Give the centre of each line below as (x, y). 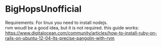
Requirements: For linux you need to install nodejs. (56, 23)
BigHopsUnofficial (43, 9)
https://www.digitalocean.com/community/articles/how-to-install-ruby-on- (81, 33)
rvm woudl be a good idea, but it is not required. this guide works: (72, 27)
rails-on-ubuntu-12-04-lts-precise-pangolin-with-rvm (60, 38)
